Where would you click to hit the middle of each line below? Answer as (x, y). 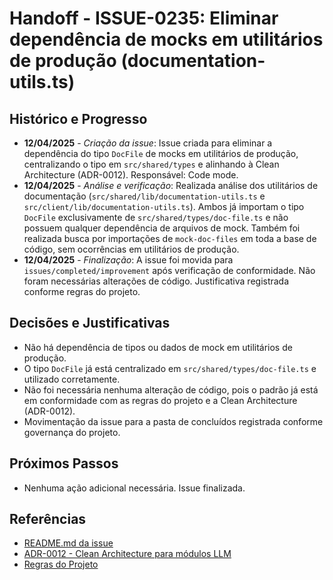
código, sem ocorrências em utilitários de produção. (131, 249)
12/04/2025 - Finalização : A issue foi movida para (128, 260)
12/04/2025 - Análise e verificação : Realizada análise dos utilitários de (171, 185)
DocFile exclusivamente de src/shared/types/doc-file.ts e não (156, 217)
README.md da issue (68, 543)
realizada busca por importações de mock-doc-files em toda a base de (170, 238)
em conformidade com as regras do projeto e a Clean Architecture (160, 400)
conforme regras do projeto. (82, 291)
